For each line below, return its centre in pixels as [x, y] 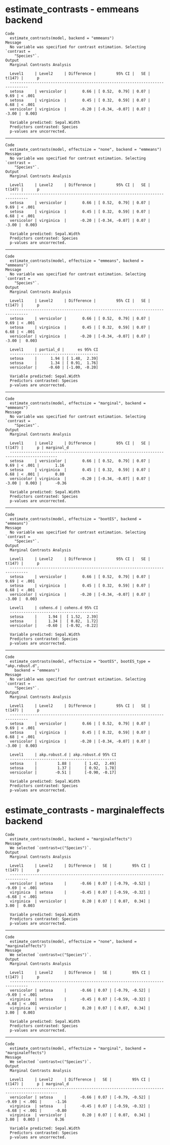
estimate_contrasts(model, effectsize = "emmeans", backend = [77, 261]
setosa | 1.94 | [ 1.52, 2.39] [54, 617]
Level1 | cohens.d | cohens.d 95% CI [54, 608]
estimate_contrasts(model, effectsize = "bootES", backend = [76, 519]
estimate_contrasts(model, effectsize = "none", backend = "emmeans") [86, 149]
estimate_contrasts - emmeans [72, 9]
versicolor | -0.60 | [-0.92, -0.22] [54, 625]
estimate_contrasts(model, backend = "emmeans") [62, 38]
